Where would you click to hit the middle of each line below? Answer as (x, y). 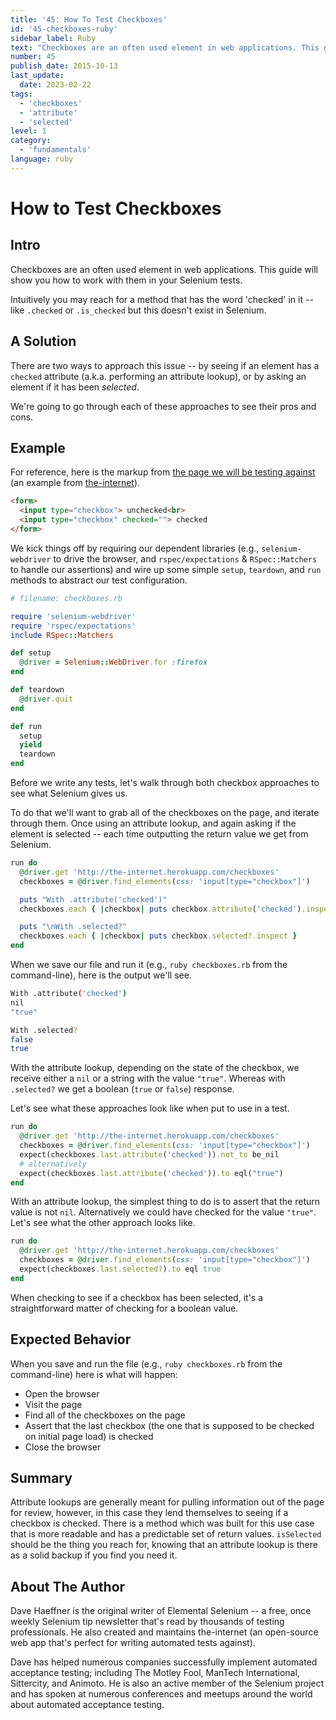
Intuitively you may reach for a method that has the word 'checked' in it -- (162, 299)
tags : (21, 94)
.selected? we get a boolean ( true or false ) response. (122, 1089)
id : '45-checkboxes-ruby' (64, 29)
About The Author (68, 1586)
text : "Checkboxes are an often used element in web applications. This (165, 47)
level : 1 (28, 131)
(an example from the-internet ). (75, 483)
